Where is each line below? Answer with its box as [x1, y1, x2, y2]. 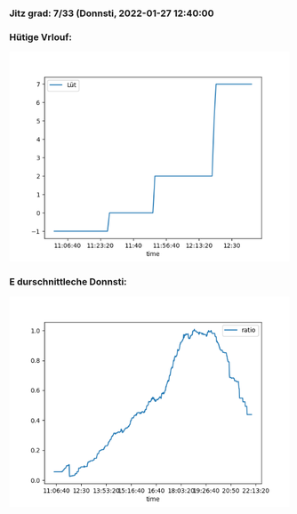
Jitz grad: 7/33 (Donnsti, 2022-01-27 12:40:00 [9, 7, 214, 20]
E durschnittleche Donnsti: [9, 276, 127, 288]
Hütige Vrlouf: [9, 30, 73, 43]
